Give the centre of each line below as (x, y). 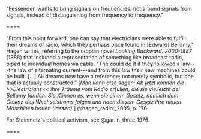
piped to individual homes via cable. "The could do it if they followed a (93, 64)
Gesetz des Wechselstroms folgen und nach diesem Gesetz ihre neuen (94, 102)
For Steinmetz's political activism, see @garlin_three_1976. (78, 120)
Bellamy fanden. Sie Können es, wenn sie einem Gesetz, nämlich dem (92, 96)
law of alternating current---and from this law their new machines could (106, 70)
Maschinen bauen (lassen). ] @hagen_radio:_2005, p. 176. (77, 108)
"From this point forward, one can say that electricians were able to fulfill (96, 38)
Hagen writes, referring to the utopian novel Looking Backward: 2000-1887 (99, 51)
